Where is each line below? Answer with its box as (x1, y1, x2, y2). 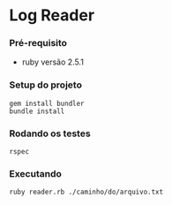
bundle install (9, 107, 65, 116)
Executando (9, 168, 62, 179)
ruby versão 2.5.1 (21, 57, 84, 67)
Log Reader (9, 5, 95, 26)
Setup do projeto (9, 79, 82, 91)
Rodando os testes (9, 127, 91, 140)
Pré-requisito (9, 37, 68, 49)
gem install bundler (9, 99, 86, 108)
